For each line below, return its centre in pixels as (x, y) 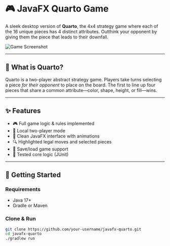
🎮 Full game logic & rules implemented (53, 123)
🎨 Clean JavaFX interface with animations (56, 136)
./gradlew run (20, 239)
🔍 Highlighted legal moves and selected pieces (62, 141)
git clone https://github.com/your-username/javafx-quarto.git (73, 229)
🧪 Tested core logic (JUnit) (40, 154)
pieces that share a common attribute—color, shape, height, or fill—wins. (81, 90)
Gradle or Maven (30, 206)
